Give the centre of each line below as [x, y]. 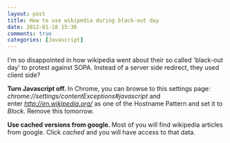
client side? [24, 75]
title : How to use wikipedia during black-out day [83, 20]
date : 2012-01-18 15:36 [42, 27]
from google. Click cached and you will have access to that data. [102, 132]
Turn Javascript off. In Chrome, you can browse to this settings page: [109, 89]
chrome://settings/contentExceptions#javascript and [84, 97]
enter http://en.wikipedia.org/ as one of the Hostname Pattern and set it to [115, 104]
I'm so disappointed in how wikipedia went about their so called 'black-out [115, 60]
